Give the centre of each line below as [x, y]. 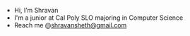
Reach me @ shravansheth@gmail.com [70, 25]
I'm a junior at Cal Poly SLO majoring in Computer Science [99, 18]
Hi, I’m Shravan [36, 10]
